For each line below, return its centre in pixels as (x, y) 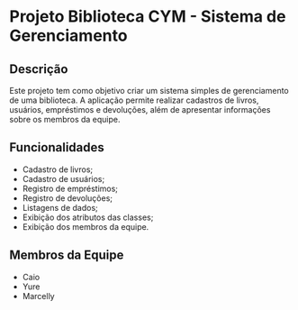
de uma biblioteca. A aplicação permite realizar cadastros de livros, (134, 100)
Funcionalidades (57, 147)
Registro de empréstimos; (70, 188)
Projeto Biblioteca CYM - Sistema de (148, 17)
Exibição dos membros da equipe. (86, 226)
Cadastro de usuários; (63, 178)
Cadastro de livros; (58, 169)
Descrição (39, 69)
